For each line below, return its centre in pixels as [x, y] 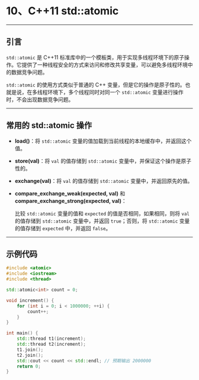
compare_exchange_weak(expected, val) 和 [70, 193]
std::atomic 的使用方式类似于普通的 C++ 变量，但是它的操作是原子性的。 [96, 85]
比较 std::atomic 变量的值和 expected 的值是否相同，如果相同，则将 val [102, 213]
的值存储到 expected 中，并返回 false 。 [63, 228]
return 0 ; [29, 366]
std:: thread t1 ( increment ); [51, 339]
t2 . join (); [30, 355]
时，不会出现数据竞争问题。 [40, 99]
